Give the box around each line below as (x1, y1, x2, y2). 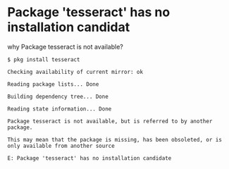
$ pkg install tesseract (7, 56, 80, 63)
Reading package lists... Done (7, 80, 99, 88)
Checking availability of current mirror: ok (7, 68, 143, 75)
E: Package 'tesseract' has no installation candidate (7, 154, 172, 162)
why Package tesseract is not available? (7, 42, 123, 51)
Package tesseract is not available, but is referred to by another (7, 118, 213, 125)
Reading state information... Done (7, 105, 112, 113)
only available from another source (7, 142, 115, 149)
